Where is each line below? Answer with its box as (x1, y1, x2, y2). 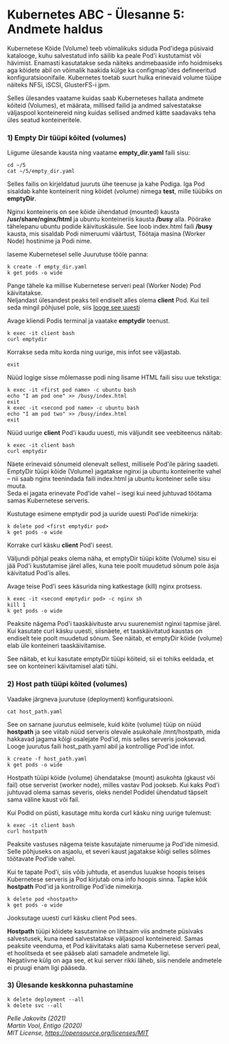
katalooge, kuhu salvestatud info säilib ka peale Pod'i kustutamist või (7, 51, 202, 60)
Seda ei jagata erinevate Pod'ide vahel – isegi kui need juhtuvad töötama (7, 489, 213, 498)
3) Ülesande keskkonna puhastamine (7, 980, 134, 990)
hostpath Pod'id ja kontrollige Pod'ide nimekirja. (7, 882, 144, 890)
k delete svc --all (7, 1002, 63, 1009)
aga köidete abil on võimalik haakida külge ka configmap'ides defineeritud (7, 66, 217, 74)
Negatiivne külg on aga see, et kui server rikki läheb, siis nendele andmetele (7, 956, 222, 964)
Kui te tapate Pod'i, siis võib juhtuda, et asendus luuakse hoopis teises (7, 868, 206, 876)
